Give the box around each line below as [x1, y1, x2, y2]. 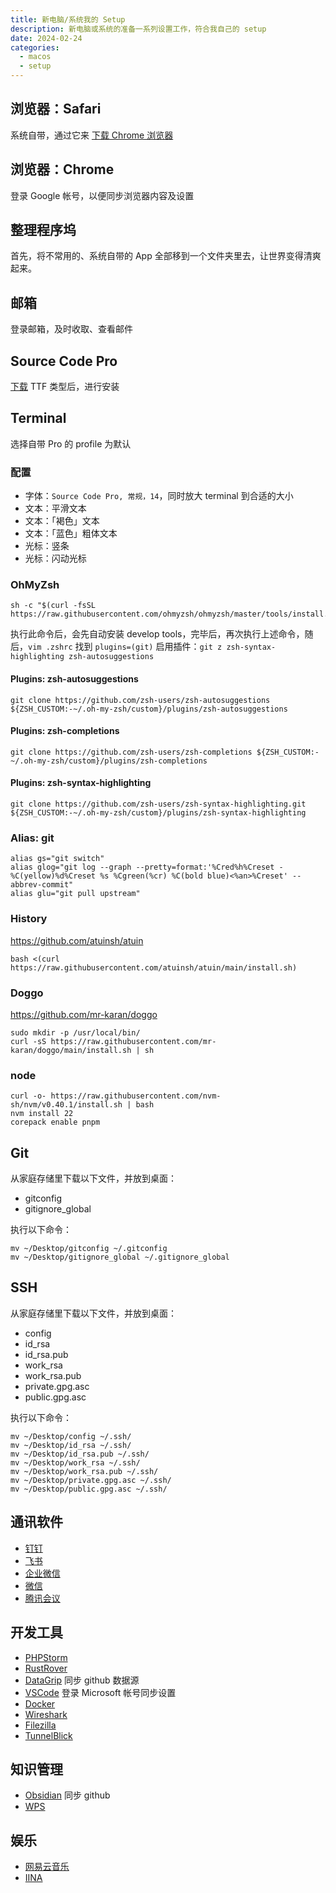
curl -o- [10, 1091, 47, 1101]
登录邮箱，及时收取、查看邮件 [10, 323, 133, 335]
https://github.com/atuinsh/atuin [10, 934, 144, 946]
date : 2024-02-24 [10, 33, 83, 43]
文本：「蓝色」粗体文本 [24, 527, 118, 540]
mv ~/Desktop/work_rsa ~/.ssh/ [10, 1457, 141, 1468]
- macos [19, 52, 52, 62]
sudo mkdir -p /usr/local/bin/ [10, 1027, 141, 1038]
